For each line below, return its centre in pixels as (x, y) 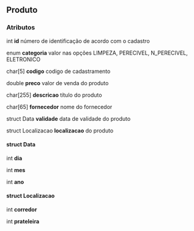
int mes (16, 170)
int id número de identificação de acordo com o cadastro (78, 41)
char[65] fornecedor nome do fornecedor (59, 107)
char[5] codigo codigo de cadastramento (58, 71)
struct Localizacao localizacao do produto (60, 131)
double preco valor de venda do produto (58, 83)
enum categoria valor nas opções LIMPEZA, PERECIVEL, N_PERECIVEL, (97, 53)
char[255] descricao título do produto (54, 95)
